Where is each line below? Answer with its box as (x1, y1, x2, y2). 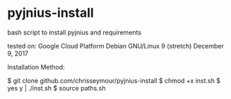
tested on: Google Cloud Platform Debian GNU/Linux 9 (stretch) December (7, 41, 224, 50)
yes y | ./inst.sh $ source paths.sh (7, 84, 106, 92)
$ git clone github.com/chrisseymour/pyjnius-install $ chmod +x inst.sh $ (7, 76, 221, 85)
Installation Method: (7, 62, 65, 71)
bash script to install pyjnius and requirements (7, 28, 142, 37)
